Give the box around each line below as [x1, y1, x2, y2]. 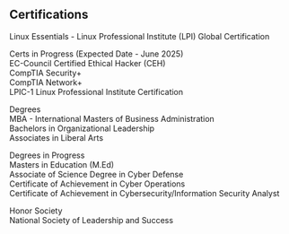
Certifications [9, 7, 89, 22]
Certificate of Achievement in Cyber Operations [9, 178, 186, 189]
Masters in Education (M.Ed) [9, 159, 115, 169]
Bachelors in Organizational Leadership [9, 123, 155, 134]
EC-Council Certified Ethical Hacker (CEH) [9, 57, 166, 68]
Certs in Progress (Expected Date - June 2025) [9, 48, 184, 59]
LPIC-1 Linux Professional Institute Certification [9, 86, 184, 97]
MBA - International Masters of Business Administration [9, 113, 215, 124]
